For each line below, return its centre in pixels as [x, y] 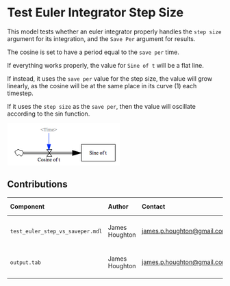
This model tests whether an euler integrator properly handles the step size [114, 31]
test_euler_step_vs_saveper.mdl [56, 231]
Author [118, 206]
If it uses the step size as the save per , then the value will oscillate [102, 106]
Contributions [37, 184]
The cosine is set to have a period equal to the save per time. [93, 52]
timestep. [20, 93]
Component [27, 206]
